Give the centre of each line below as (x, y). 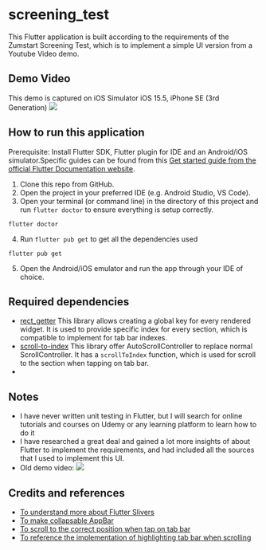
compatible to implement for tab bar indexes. (93, 338)
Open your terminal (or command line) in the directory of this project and (139, 201)
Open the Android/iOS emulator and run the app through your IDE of (131, 268)
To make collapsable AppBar (66, 521)
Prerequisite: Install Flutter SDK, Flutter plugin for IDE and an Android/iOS (128, 151)
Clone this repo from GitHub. (67, 184)
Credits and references (66, 493)
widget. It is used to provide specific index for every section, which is (133, 329)
